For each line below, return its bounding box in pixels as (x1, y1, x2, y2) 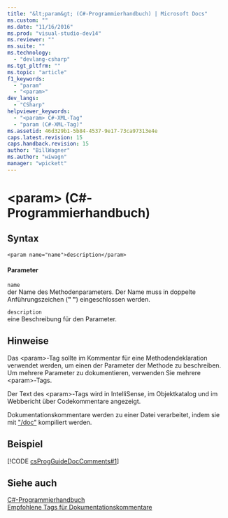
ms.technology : (7, 50, 52, 57)
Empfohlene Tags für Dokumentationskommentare (7, 503, 152, 512)
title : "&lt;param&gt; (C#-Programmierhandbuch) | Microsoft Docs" (7, 10, 208, 17)
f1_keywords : (7, 75, 45, 83)
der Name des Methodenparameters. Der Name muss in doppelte (7, 288, 196, 296)
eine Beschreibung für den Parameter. (7, 314, 117, 323)
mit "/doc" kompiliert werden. (7, 418, 92, 426)
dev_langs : (7, 95, 39, 102)
